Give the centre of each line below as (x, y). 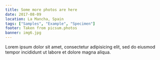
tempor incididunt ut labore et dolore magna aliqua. (58, 52)
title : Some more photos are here (41, 10)
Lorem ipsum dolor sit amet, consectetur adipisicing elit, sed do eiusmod (80, 47)
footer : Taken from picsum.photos (41, 28)
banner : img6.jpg (23, 33)
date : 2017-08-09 (23, 14)
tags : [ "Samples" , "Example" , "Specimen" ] (50, 24)
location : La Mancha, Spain (35, 19)
